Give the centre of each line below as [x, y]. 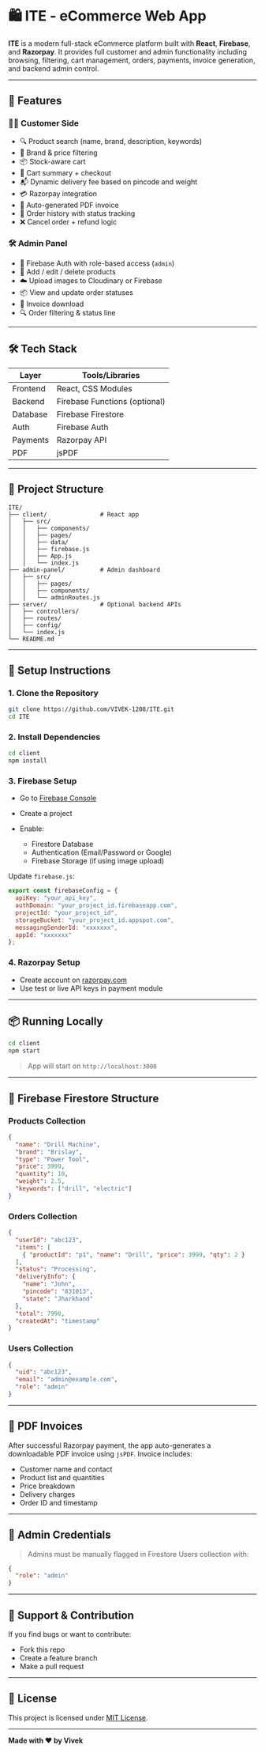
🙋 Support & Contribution [71, 1615]
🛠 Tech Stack [43, 349]
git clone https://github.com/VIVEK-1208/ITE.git [91, 709]
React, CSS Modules [94, 388]
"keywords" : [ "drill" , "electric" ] [74, 1188]
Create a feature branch [58, 1658]
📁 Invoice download [52, 304]
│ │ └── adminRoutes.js [54, 597]
